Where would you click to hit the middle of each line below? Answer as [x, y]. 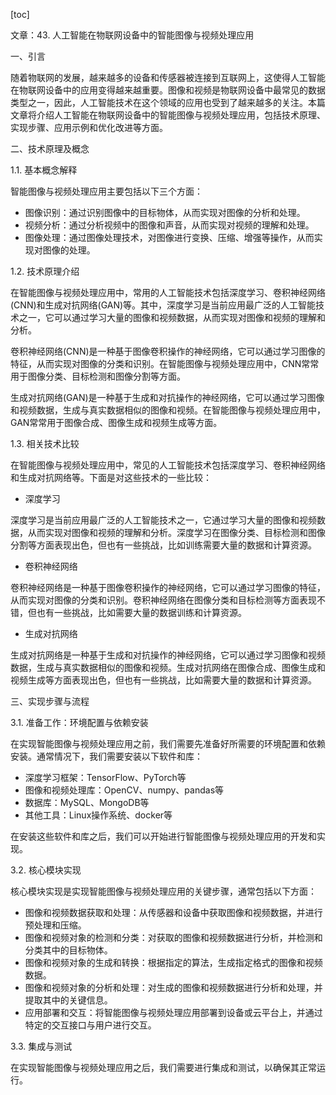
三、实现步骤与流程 [50, 701]
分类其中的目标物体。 [68, 950]
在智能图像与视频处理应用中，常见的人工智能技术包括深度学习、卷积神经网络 [168, 465]
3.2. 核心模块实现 [46, 870]
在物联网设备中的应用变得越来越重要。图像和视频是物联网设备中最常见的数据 [168, 90]
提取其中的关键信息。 [68, 1000]
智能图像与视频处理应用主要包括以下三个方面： [106, 191]
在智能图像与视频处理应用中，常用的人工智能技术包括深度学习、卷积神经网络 [168, 292]
